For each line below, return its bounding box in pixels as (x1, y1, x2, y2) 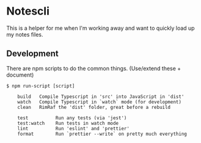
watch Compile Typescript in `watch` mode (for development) (17, 99, 182, 105)
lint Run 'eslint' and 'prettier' (17, 125, 130, 131)
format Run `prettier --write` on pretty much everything (17, 131, 188, 137)
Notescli (6, 4, 50, 18)
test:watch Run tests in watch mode (17, 120, 119, 126)
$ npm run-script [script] (6, 83, 75, 89)
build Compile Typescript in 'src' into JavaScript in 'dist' (17, 93, 185, 100)
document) (6, 71, 34, 78)
